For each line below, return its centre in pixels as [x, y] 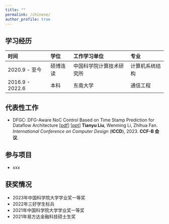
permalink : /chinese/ [28, 15]
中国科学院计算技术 [96, 66]
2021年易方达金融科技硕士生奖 [44, 216]
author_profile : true [28, 19]
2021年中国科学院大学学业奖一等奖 [48, 210]
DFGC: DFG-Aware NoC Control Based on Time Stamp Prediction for [83, 120]
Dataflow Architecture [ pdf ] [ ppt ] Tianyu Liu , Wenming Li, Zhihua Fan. [85, 125]
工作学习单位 [89, 56]
